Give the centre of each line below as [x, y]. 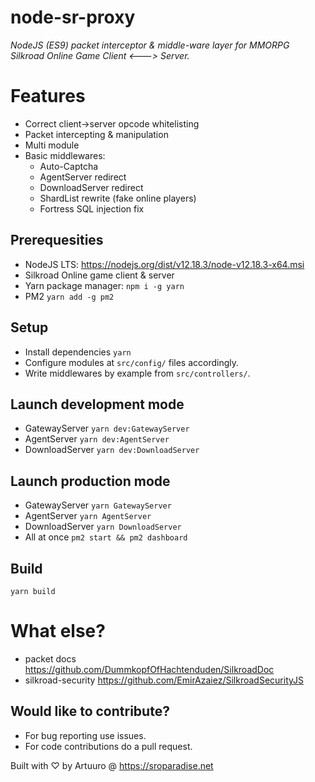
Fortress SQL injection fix [92, 208]
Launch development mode [97, 404]
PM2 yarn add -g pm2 [69, 296]
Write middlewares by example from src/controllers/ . [137, 373]
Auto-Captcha [69, 166]
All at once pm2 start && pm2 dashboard [106, 537]
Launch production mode [90, 481]
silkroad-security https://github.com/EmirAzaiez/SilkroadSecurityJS [164, 680]
